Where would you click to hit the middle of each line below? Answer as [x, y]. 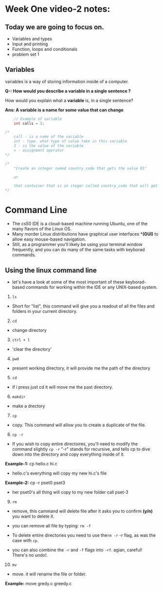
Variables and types [32, 39]
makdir [19, 397]
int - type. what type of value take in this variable [71, 141]
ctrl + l [21, 340]
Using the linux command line [51, 270]
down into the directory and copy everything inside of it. [68, 454]
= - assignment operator [39, 151]
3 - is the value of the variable [49, 146]
